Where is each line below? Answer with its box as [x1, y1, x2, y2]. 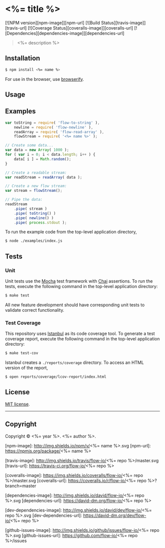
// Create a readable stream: [5, 170, 67, 175]
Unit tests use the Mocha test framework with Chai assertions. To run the [5, 278, 153, 284]
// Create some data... [5, 143, 54, 148]
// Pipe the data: [5, 197, 43, 202]
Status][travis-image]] [101, 20, 146, 26]
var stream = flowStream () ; [5, 188, 63, 193]
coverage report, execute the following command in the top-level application [5, 336, 160, 342]
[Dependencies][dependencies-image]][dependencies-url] [5, 30, 125, 36]
